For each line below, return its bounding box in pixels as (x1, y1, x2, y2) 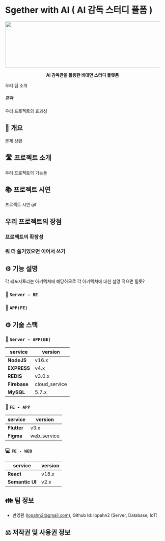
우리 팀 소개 (5, 82, 28, 89)
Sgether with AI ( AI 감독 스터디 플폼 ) (5, 4, 153, 16)
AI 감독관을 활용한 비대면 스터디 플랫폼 (46, 72, 119, 78)
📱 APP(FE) (5, 304, 28, 311)
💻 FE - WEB (5, 448, 32, 454)
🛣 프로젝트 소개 (5, 153, 52, 162)
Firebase (7, 381, 28, 388)
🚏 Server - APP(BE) (5, 335, 51, 342)
